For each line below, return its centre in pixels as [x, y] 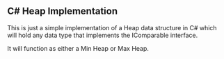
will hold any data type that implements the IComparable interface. [103, 35]
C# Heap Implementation [63, 11]
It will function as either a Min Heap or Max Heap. [78, 48]
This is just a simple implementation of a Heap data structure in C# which [112, 27]
